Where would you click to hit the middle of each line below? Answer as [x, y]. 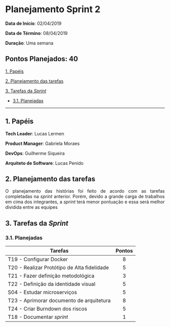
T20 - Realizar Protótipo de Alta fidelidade [58, 268]
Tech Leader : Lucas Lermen [35, 133]
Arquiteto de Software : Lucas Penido [44, 163]
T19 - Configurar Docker [38, 260]
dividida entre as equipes [32, 207]
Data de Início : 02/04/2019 [33, 23]
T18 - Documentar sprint [38, 317]
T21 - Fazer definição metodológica [51, 276]
